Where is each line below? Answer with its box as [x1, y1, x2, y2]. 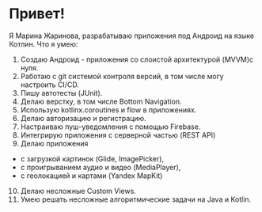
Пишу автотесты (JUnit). [20, 88, 103, 97]
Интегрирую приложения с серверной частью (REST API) [20, 130, 216, 139]
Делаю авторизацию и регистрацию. [20, 113, 146, 123]
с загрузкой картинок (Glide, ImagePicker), [20, 153, 165, 163]
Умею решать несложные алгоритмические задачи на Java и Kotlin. [20, 195, 252, 204]
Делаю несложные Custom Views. [20, 186, 137, 195]
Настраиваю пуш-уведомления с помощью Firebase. [20, 122, 201, 131]
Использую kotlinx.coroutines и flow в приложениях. [20, 104, 197, 115]
